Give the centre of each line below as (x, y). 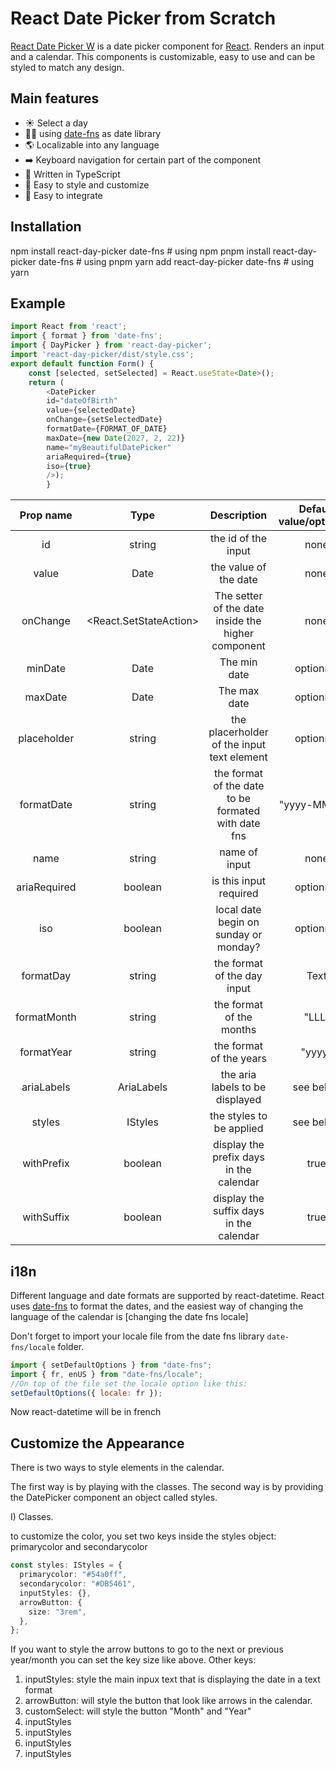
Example (38, 303)
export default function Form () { (82, 363)
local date (238, 910)
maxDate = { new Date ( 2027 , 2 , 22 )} (116, 438)
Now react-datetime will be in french (86, 1412)
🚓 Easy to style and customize (87, 184)
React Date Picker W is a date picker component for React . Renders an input (167, 46)
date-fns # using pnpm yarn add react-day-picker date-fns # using (176, 261)
